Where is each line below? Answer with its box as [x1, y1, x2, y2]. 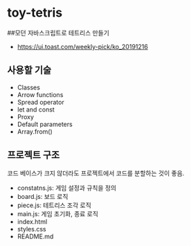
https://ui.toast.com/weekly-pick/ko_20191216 [17, 42, 149, 51]
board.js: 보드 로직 [17, 192, 69, 200]
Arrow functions [17, 90, 64, 98]
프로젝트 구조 [7, 149, 60, 161]
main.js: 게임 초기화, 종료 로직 [17, 209, 99, 218]
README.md [17, 232, 54, 240]
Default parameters [17, 120, 73, 128]
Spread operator [17, 98, 64, 106]
